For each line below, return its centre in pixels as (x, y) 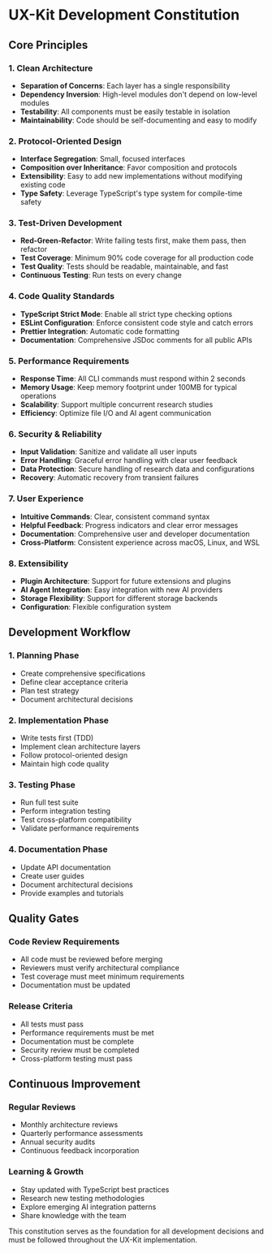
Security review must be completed (80, 1050)
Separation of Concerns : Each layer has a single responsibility (125, 85)
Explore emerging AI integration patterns (88, 1207)
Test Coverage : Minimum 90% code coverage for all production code (137, 258)
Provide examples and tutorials (72, 893)
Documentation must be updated (75, 985)
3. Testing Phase (42, 784)
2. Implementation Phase (59, 720)
